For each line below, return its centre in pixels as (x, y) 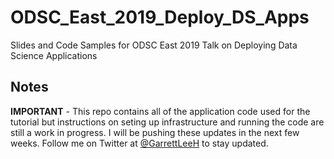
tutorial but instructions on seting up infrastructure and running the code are (167, 122)
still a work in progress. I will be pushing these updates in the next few (155, 132)
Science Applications (54, 55)
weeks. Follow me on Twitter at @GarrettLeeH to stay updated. (139, 143)
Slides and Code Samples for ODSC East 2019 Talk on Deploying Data (154, 45)
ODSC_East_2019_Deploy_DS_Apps (160, 17)
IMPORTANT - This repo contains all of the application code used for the (160, 111)
